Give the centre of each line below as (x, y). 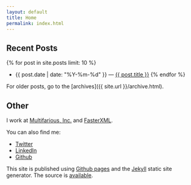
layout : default (27, 12)
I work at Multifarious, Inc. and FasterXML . (59, 120)
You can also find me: (34, 132)
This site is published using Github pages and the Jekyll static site (89, 169)
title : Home (21, 18)
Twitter (24, 144)
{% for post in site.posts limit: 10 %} (51, 63)
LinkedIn (26, 151)
